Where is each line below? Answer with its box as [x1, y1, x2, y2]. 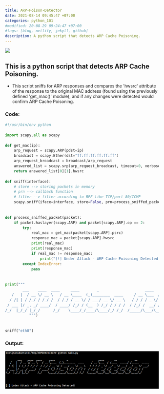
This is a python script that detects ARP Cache [5, 62, 150, 71]
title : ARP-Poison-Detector [5, 8, 62, 13]
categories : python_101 [5, 18, 54, 23]
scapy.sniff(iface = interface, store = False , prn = [14, 200, 115, 205]
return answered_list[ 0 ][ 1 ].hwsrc [14, 168, 84, 173]
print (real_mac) [31, 241, 64, 246]
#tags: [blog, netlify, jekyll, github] [5, 28, 89, 34]
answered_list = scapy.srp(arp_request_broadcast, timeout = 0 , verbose [14, 164, 161, 168]
